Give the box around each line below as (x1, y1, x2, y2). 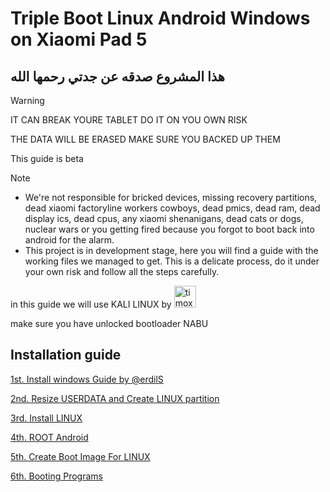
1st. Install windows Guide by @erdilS (10, 373, 164, 385)
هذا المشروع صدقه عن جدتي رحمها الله (10, 68, 225, 85)
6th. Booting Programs (10, 470, 103, 482)
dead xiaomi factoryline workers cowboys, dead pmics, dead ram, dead (24, 202, 321, 214)
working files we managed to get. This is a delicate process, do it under (24, 255, 320, 267)
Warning (10, 95, 45, 106)
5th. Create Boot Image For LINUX (10, 450, 151, 462)
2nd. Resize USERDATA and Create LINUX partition (10, 392, 220, 404)
